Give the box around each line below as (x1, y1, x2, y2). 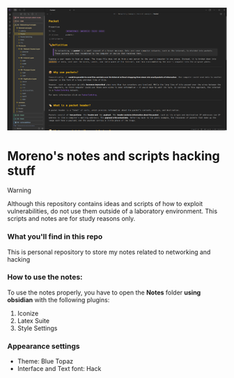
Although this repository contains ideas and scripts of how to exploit (7, 200, 203, 208)
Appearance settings (7, 341, 80, 351)
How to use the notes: (7, 272, 83, 282)
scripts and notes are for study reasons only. (7, 214, 136, 223)
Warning (7, 186, 31, 195)
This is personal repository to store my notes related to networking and (7, 248, 211, 256)
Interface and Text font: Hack (17, 365, 102, 373)
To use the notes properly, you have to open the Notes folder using (7, 288, 201, 297)
